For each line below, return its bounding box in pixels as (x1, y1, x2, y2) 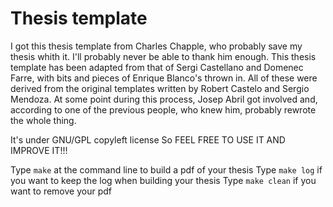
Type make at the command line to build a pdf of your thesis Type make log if (10, 163, 323, 176)
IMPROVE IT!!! (10, 144, 68, 156)
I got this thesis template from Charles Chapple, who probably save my (10, 40, 303, 52)
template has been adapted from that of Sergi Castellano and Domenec (10, 61, 304, 73)
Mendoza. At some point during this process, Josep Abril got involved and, (10, 93, 318, 105)
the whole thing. (10, 114, 77, 126)
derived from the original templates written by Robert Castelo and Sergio (10, 82, 310, 94)
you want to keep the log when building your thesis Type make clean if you (10, 174, 317, 186)
